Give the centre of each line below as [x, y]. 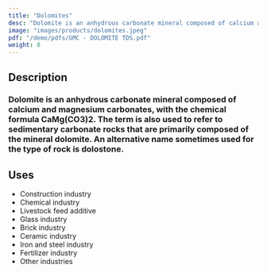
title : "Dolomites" [41, 15]
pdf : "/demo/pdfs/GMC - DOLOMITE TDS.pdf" [79, 38]
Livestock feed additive [58, 211]
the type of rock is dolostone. [66, 149]
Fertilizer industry [48, 253]
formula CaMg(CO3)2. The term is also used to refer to [116, 120]
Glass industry [43, 220]
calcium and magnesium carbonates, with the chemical [117, 109]
